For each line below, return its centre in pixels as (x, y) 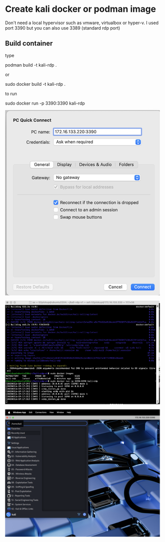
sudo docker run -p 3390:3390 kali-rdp (45, 103)
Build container (29, 44)
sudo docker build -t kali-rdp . (35, 84)
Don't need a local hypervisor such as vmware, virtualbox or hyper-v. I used (82, 23)
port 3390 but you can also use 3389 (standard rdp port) (63, 28)
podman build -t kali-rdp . (31, 65)
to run (11, 93)
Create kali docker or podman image (81, 9)
